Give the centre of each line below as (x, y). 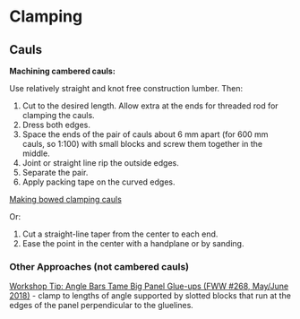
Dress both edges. (56, 125)
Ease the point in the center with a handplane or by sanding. (133, 243)
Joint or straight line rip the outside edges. (100, 163)
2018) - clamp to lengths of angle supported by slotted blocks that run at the (150, 296)
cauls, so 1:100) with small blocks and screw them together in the (142, 144)
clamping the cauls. (59, 115)
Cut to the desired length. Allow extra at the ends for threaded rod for (150, 106)
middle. (36, 153)
